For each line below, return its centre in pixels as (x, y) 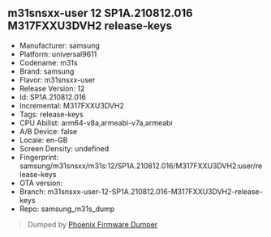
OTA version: (41, 183)
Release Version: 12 (52, 88)
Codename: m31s (48, 62)
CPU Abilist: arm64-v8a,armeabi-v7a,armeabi (96, 123)
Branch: (32, 191)
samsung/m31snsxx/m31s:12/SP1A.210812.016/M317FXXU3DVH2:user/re (141, 166)
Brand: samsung (47, 71)
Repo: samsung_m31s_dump (67, 209)
